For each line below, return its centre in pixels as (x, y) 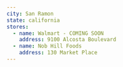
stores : (18, 27)
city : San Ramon (30, 14)
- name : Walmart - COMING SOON (58, 33)
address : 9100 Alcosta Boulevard (68, 40)
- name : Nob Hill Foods (47, 46)
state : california (33, 20)
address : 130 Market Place (58, 53)
